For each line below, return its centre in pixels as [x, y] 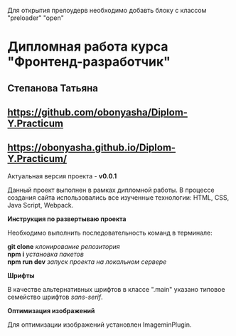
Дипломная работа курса [88, 47]
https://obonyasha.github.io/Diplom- [92, 148]
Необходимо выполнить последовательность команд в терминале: [110, 233]
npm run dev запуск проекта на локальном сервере [87, 261]
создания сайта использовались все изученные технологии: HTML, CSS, [118, 197]
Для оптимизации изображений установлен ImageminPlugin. [100, 325]
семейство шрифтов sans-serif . [55, 297]
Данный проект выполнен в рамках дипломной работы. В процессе [111, 190]
